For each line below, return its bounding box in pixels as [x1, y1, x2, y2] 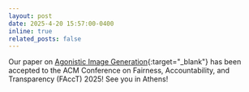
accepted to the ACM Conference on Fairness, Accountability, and [8, 66, 230, 76]
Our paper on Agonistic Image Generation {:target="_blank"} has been [8, 57, 242, 67]
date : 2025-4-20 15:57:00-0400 [8, 20, 114, 28]
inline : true [8, 27, 53, 35]
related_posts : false [8, 34, 82, 43]
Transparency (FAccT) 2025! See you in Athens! [8, 74, 169, 84]
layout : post [8, 11, 53, 20]
